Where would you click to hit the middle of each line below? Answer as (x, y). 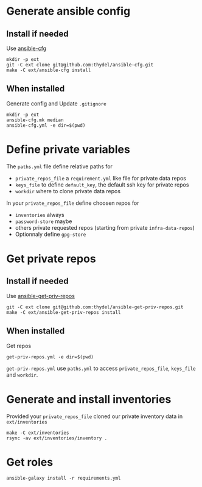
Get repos (19, 346)
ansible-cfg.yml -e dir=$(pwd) (46, 125)
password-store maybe (44, 221)
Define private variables (68, 149)
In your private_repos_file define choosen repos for (73, 203)
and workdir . (22, 375)
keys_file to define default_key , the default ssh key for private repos (102, 185)
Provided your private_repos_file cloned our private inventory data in (95, 416)
